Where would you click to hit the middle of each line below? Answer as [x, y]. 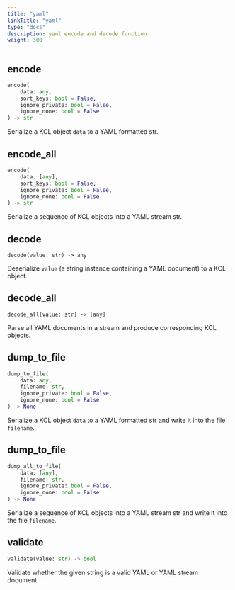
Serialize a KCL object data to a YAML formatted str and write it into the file [116, 420]
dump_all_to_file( [34, 466]
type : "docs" [27, 27]
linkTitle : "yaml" [34, 21]
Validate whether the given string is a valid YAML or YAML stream [103, 572]
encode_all [32, 154]
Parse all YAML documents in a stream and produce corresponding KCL [112, 327]
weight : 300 [25, 40]
